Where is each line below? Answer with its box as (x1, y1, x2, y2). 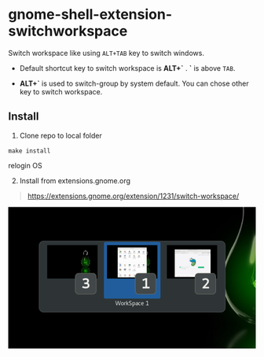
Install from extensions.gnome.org (19, 175, 131, 186)
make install (8, 147, 51, 155)
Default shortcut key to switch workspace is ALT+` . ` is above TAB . (19, 63, 236, 72)
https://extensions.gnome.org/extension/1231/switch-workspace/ (27, 191, 240, 201)
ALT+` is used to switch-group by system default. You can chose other (19, 79, 249, 88)
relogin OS (8, 160, 42, 170)
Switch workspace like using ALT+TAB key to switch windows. (8, 48, 204, 57)
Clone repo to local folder (19, 131, 102, 140)
